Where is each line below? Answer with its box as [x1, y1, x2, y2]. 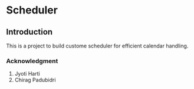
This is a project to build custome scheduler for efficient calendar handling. [6, 42, 189, 49]
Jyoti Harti [14, 70, 40, 77]
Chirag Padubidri [14, 77, 56, 84]
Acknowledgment [6, 57, 58, 65]
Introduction [6, 27, 53, 37]
